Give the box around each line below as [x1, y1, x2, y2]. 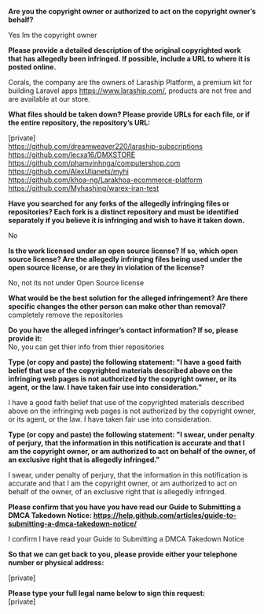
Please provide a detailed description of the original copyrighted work [8, 46, 241, 54]
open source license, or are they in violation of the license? [8, 263, 205, 272]
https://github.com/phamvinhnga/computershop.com [8, 158, 181, 168]
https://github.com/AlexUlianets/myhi [8, 167, 130, 176]
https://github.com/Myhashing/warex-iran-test [8, 184, 159, 192]
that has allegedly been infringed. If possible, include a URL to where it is [8, 54, 251, 63]
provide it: [8, 334, 42, 343]
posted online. [8, 62, 57, 72]
